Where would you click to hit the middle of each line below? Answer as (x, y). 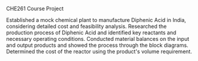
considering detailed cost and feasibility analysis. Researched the (87, 26)
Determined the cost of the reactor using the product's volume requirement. (99, 52)
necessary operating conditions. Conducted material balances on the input (98, 39)
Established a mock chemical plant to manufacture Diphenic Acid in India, (96, 20)
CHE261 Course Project (35, 9)
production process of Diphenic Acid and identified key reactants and (91, 33)
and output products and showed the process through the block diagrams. (97, 45)
